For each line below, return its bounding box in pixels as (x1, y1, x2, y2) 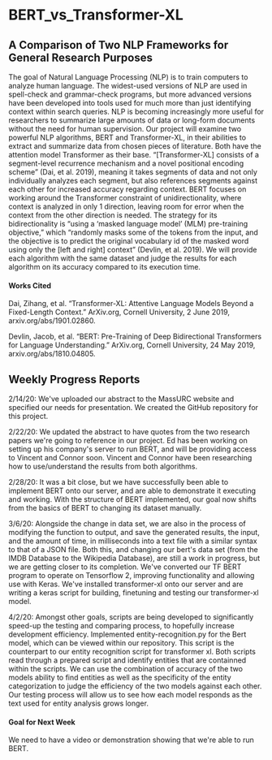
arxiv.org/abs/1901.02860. (8, 316, 96, 326)
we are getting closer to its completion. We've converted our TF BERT (8, 562, 242, 572)
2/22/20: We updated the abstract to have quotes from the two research (8, 427, 250, 437)
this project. (8, 412, 49, 421)
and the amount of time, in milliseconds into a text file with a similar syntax (8, 536, 257, 546)
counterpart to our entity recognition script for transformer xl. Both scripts (8, 647, 257, 657)
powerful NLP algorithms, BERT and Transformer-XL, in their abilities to (8, 132, 246, 142)
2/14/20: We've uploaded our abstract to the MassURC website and (8, 394, 235, 404)
